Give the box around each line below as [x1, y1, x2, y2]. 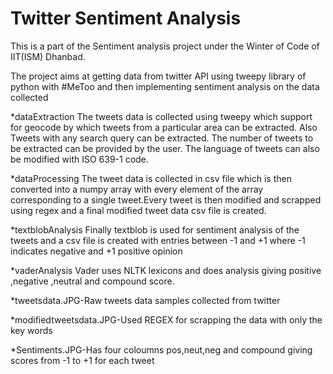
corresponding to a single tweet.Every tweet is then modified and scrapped [10, 193, 322, 206]
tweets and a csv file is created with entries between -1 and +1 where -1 [10, 234, 306, 246]
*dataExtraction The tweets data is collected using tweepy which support [10, 110, 313, 122]
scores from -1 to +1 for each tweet [10, 354, 155, 366]
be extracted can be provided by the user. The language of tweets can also [10, 142, 320, 154]
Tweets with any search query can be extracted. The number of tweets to [10, 132, 314, 144]
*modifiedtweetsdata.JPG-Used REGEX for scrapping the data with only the [10, 313, 323, 326]
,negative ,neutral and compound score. [10, 275, 175, 287]
